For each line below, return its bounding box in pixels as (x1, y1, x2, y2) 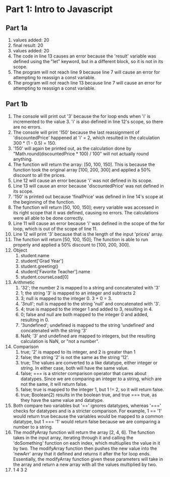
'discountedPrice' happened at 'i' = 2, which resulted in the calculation (13, 135, 160, 141)
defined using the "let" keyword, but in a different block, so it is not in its (13, 58, 163, 64)
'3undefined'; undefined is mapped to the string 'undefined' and (20, 322, 154, 328)
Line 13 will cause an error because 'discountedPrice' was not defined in (13, 183, 164, 189)
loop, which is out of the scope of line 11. (13, 225, 98, 231)
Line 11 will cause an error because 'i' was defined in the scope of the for (13, 220, 165, 226)
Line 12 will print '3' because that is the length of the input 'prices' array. (13, 231, 163, 237)
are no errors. (13, 124, 42, 130)
